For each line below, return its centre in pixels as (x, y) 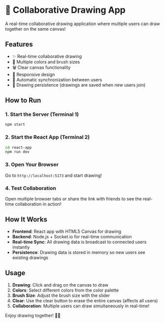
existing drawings (30, 258)
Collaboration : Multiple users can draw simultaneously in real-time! (81, 306)
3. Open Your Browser (32, 164)
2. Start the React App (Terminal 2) (48, 137)
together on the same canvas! (35, 29)
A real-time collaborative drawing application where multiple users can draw (82, 24)
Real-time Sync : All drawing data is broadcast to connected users (79, 242)
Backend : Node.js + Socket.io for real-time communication (72, 236)
